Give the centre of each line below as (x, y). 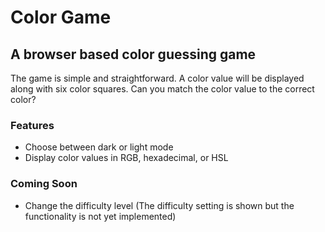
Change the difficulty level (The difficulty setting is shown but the (159, 205)
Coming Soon (44, 184)
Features (32, 125)
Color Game (61, 17)
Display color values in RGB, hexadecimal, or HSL (126, 158)
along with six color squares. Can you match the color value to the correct (162, 89)
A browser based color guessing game (133, 54)
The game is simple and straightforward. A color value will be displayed (157, 78)
